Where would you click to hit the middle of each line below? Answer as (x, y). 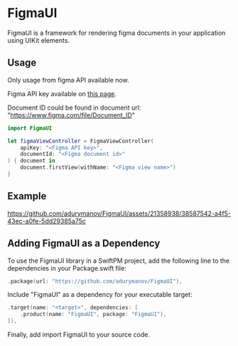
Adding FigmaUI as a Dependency (84, 243)
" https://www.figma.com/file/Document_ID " (71, 115)
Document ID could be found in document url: (74, 108)
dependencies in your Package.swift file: (67, 268)
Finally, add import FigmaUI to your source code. (79, 335)
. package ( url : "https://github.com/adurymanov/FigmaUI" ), (95, 281)
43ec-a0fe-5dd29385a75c (47, 221)
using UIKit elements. (38, 40)
